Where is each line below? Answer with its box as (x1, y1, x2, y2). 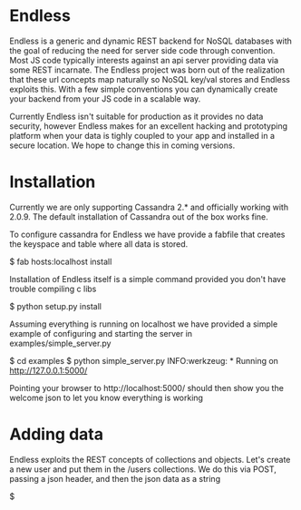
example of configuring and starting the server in (9, 328, 193, 338)
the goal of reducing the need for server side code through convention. (9, 44, 276, 55)
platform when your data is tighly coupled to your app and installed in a (9, 130, 275, 141)
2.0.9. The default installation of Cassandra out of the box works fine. (9, 211, 269, 222)
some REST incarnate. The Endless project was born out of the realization (9, 64, 286, 75)
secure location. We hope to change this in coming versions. (9, 140, 236, 151)
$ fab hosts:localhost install (9, 256, 112, 267)
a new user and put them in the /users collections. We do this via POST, (9, 464, 277, 475)
